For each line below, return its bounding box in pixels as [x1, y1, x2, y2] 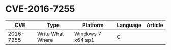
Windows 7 [74, 30, 102, 37]
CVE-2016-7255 [5, 3, 75, 15]
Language [117, 21, 141, 29]
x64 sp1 [74, 36, 95, 43]
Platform [82, 21, 104, 29]
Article [146, 21, 163, 29]
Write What [37, 30, 64, 37]
